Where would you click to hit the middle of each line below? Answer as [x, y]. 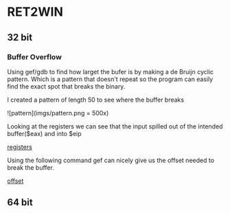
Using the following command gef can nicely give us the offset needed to [111, 160]
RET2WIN [35, 12]
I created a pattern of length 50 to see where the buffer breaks [95, 100]
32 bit [20, 37]
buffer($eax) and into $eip [44, 133]
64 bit [20, 202]
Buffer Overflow [34, 57]
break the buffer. [31, 167]
